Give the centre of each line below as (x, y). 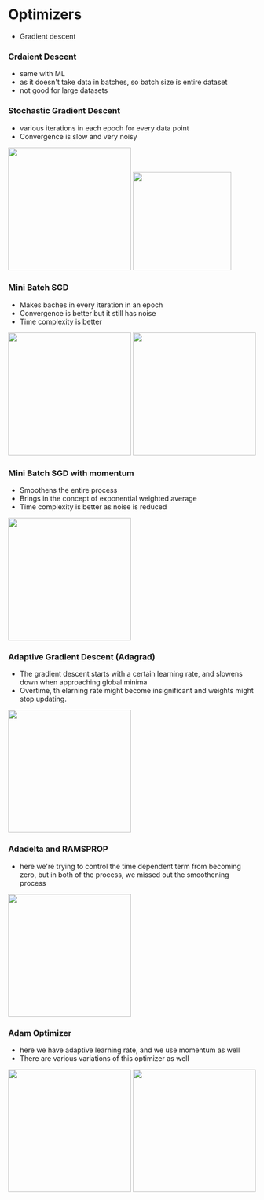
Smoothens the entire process (68, 490)
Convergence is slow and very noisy (78, 136)
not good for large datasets (64, 90)
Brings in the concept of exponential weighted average (108, 499)
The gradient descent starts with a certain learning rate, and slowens (131, 674)
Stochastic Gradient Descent (64, 111)
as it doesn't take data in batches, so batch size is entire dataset (123, 82)
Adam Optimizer (40, 1033)
